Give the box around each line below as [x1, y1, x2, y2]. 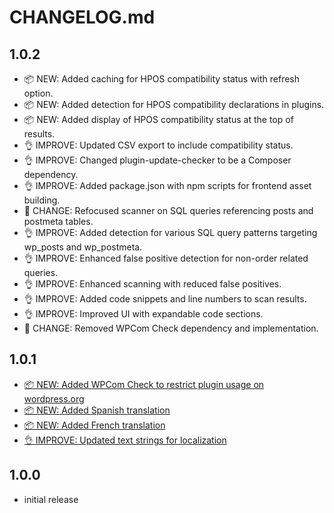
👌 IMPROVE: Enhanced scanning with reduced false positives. [23, 278, 282, 290]
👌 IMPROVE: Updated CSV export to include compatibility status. [23, 139, 294, 151]
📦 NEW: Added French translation [23, 419, 166, 431]
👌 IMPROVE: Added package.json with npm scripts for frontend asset [23, 180, 312, 191]
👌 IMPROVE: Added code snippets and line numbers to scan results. [23, 293, 307, 305]
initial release [23, 493, 79, 505]
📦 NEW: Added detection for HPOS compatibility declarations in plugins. [23, 99, 325, 110]
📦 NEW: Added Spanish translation [23, 404, 171, 416]
